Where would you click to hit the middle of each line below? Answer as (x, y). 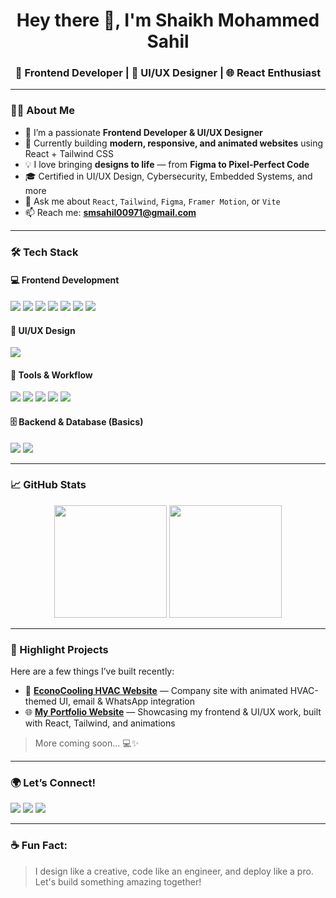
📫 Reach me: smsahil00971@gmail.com (110, 212)
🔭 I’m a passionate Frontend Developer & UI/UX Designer (143, 132)
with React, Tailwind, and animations (100, 723)
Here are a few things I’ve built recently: (92, 671)
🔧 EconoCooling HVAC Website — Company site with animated (156, 691)
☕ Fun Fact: (39, 846)
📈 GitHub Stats (48, 485)
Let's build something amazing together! (118, 881)
